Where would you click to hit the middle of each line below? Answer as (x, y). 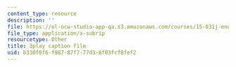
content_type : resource (42, 14)
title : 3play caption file (47, 46)
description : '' (31, 20)
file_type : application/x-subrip (56, 33)
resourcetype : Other (38, 40)
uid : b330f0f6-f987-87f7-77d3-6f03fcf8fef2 (72, 53)
